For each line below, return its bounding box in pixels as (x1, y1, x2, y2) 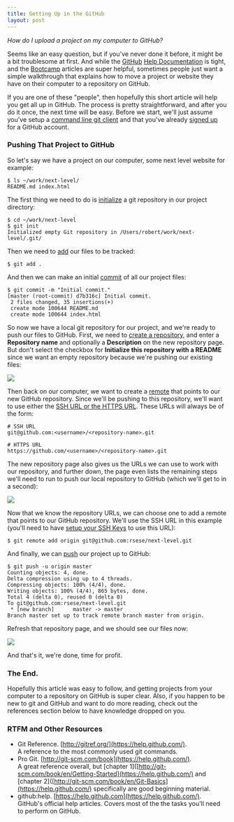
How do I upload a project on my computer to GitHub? (7, 36, 163, 44)
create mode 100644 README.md (10, 305, 98, 312)
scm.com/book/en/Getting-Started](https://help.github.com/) (17, 769, 194, 778)
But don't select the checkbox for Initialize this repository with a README (7, 345, 222, 354)
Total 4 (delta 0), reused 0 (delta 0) (7, 593, 124, 601)
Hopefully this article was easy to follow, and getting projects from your (7, 684, 213, 693)
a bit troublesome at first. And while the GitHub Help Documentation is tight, (7, 57, 226, 65)
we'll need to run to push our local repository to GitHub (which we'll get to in (7, 474, 227, 483)
